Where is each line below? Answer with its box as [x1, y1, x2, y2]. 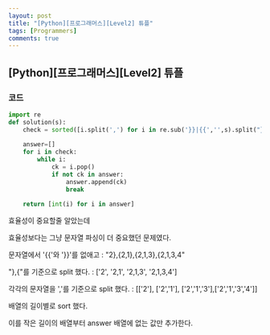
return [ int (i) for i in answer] [22, 200, 135, 209]
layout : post [8, 11, 52, 20]
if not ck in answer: [51, 170, 125, 178]
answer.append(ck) [65, 178, 128, 186]
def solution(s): [8, 118, 67, 126]
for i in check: [22, 148, 78, 157]
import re [8, 110, 42, 119]
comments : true [8, 34, 59, 43]
